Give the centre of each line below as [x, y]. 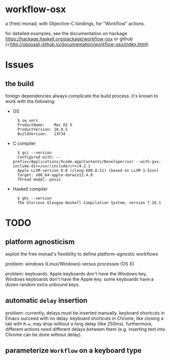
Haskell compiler [30, 189]
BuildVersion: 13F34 [41, 134]
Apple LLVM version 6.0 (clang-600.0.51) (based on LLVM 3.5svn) [88, 170]
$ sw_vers [28, 120]
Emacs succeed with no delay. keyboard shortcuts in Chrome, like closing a [84, 318]
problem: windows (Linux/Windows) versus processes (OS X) [70, 264]
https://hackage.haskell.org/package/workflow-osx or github [69, 39]
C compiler [24, 143]
